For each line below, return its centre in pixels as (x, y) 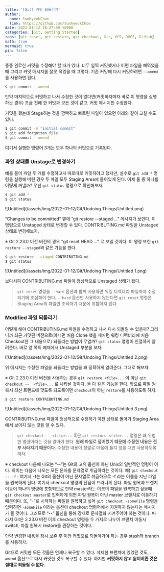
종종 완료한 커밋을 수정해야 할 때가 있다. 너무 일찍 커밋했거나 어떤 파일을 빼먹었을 (82, 65)
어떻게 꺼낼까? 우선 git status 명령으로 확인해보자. (54, 186)
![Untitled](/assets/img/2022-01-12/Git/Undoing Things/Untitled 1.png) (76, 271)
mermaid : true (20, 46)
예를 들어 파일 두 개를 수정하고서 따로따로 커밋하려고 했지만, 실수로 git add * (79, 173)
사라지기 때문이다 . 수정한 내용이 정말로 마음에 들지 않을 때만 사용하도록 (89, 448)
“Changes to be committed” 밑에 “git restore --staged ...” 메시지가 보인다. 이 (80, 219)
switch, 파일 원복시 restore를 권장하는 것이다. (49, 525)
